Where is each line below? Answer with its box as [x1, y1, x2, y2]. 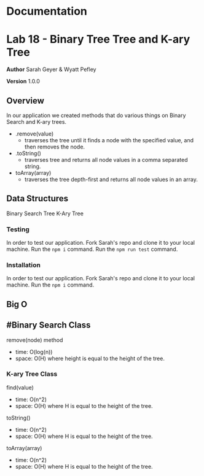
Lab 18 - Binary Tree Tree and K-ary [6, 33, 190, 47]
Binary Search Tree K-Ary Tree [6, 210, 84, 217]
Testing [6, 225, 29, 234]
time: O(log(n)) [15, 348, 53, 355]
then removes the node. [24, 143, 85, 150]
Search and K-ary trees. [6, 118, 66, 125]
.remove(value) [15, 130, 54, 137]
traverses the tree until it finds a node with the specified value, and [24, 136, 194, 144]
